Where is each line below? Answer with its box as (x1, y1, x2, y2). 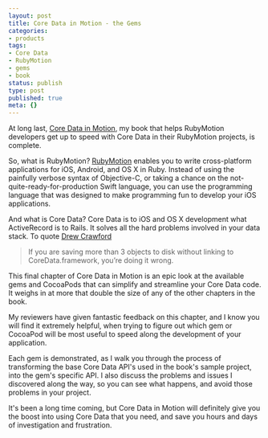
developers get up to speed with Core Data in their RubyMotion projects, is (8, 132, 255, 141)
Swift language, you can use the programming (99, 182, 253, 191)
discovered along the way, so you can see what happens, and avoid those (8, 379, 253, 389)
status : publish (8, 79, 63, 87)
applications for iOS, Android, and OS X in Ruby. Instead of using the (8, 165, 235, 174)
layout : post (8, 11, 52, 20)
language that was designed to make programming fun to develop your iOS (8, 190, 257, 200)
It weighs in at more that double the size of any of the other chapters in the (8, 289, 255, 298)
